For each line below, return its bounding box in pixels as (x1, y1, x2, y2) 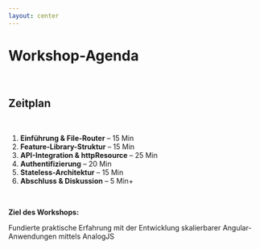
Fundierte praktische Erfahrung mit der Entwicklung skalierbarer (8, 223, 221, 233)
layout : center (8, 11, 60, 20)
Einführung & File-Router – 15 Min (19, 134, 134, 143)
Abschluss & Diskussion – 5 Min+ (19, 176, 134, 186)
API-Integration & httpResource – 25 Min (19, 151, 159, 160)
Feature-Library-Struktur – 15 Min (19, 142, 135, 151)
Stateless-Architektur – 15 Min (19, 168, 124, 177)
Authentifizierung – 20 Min (19, 159, 112, 169)
